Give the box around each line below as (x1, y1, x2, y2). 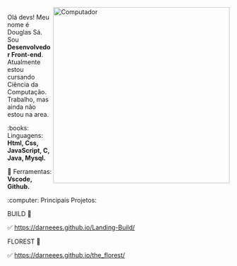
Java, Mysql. (7, 154, 46, 162)
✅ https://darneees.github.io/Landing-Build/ (7, 223, 135, 232)
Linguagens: (7, 132, 44, 139)
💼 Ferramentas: (7, 167, 52, 175)
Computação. (7, 88, 47, 96)
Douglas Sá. (7, 28, 42, 36)
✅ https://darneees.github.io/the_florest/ (7, 251, 126, 259)
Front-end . (11, 51, 44, 58)
